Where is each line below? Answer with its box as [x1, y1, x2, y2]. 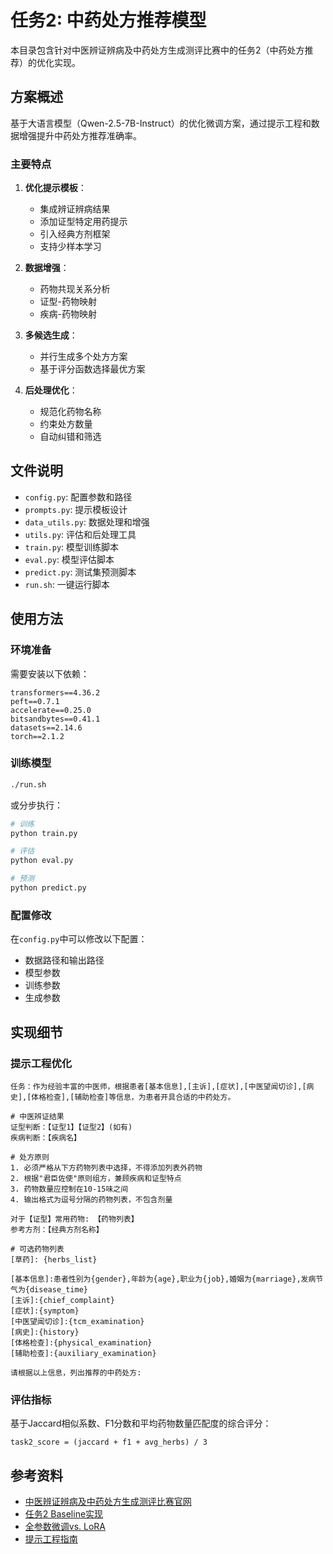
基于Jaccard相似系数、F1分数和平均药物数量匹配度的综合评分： [10, 1417, 272, 1430]
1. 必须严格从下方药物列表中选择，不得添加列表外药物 [10, 1162, 203, 1173]
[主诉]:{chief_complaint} [10, 1295, 115, 1305]
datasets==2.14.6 [10, 722, 83, 733]
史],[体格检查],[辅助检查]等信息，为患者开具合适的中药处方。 [10, 1092, 236, 1102]
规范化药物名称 [39, 406, 102, 418]
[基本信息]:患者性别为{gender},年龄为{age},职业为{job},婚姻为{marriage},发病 [10, 1274, 317, 1284]
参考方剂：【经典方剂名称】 [10, 1224, 104, 1235]
